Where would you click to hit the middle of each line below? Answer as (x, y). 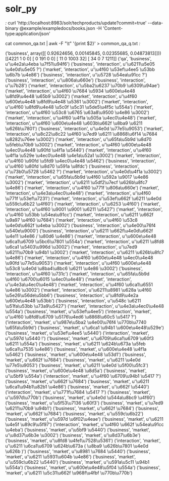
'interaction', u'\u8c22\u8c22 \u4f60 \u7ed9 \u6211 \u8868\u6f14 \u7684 (81, 134)
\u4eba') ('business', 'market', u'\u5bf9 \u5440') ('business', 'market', (78, 430)
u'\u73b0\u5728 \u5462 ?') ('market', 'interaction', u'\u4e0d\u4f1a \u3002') (84, 171)
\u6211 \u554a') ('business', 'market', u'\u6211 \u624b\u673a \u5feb (75, 344)
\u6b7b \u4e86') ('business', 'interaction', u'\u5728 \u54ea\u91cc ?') (76, 74)
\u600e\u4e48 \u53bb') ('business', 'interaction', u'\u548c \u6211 (73, 300)
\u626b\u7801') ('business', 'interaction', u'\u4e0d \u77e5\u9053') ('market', (84, 128)
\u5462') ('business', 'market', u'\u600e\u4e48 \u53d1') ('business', (76, 354)
